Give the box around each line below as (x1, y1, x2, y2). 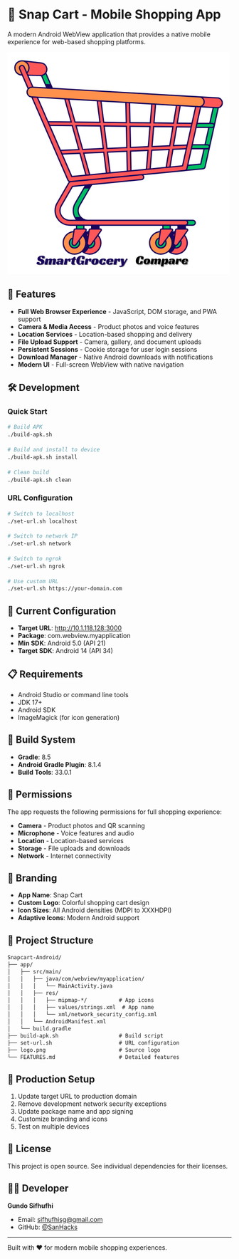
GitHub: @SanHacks (17, 1223, 78, 1231)
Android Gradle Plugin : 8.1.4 (17, 760, 102, 768)
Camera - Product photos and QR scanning (17, 821, 145, 830)
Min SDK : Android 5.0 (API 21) (17, 639, 106, 647)
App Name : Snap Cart (17, 891, 83, 899)
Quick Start (7, 407, 48, 417)
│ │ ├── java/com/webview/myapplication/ (7, 976, 144, 983)
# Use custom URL (7, 578, 59, 585)
